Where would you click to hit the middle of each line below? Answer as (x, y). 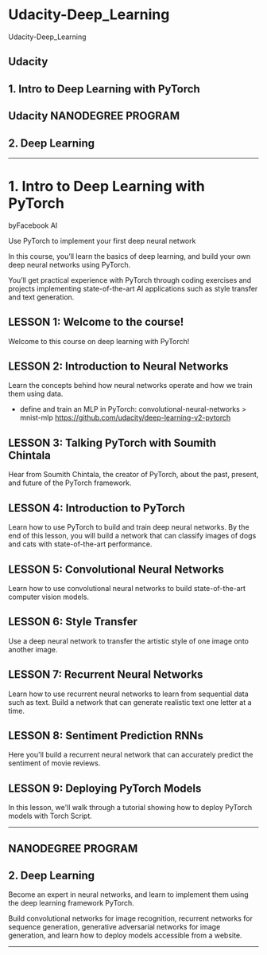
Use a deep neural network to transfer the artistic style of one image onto (128, 641)
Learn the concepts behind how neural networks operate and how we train (130, 386)
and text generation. (41, 297)
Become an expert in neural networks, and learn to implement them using (128, 894)
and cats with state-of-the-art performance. (80, 544)
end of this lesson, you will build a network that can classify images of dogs (132, 536)
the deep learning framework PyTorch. (72, 903)
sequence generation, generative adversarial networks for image (114, 927)
